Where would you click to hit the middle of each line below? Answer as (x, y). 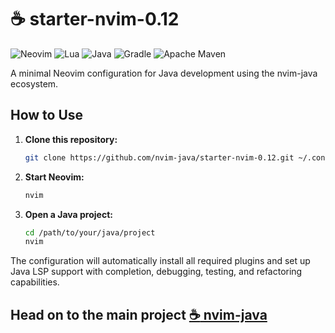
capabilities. (35, 282)
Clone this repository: (71, 139)
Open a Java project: (68, 214)
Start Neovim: (54, 177)
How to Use (47, 115)
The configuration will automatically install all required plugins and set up (160, 261)
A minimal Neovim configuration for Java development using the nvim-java (164, 73)
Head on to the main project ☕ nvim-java (139, 314)
